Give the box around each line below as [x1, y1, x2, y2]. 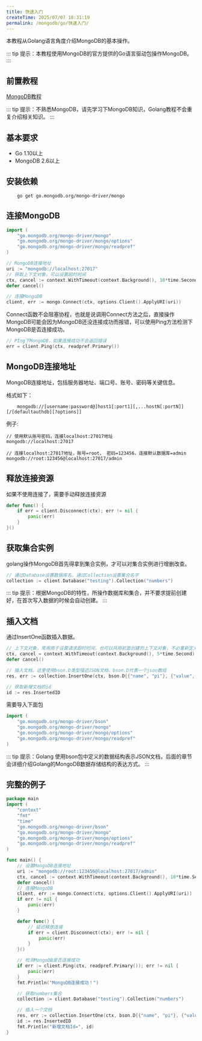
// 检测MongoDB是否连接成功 [17, 957, 80, 963]
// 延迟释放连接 [28, 924, 63, 930]
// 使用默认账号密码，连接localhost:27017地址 [6, 433, 113, 440]
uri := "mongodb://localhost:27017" [6, 266, 98, 272]
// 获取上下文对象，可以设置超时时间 [6, 272, 86, 278]
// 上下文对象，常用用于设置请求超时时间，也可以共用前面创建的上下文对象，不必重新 [6, 645, 189, 651]
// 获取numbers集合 [17, 990, 62, 996]
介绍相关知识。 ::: [11, 113, 55, 120]
